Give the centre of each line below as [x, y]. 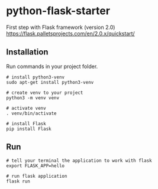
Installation [27, 52]
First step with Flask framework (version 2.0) [61, 27]
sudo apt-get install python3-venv [50, 82]
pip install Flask [29, 129]
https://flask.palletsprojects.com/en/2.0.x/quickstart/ [70, 33]
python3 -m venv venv [33, 98]
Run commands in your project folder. [52, 66]
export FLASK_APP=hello [36, 166]
